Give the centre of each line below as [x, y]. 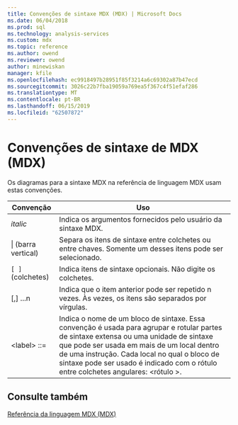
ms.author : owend [33, 54]
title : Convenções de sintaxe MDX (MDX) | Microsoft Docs [95, 14]
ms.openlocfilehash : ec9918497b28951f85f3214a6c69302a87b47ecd [103, 80]
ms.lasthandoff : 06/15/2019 [49, 106]
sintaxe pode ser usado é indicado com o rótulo [138, 363]
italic [19, 224]
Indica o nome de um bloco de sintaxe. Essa [132, 318]
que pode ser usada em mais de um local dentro [139, 345]
